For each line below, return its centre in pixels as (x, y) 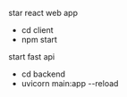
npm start (39, 40)
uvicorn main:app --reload (70, 83)
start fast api (32, 57)
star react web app (43, 13)
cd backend (43, 74)
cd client (38, 30)
